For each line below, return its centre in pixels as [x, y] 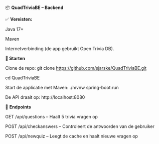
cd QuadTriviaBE [23, 78]
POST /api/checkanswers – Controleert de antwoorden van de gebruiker [80, 126]
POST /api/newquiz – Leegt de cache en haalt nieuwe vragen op [71, 136]
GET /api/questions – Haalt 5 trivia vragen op [51, 117]
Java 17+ [15, 29]
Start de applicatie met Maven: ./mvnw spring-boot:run [62, 88]
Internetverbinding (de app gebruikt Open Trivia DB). [60, 49]
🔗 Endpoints [18, 107]
